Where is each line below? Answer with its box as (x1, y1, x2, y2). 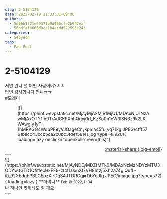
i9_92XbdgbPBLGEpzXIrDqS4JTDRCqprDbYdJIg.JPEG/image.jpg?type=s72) (5, 172, 162, 179)
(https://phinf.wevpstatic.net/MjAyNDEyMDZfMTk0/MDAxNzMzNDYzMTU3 (5, 162, 160, 168)
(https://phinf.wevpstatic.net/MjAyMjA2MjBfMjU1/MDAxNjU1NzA (17, 110, 150, 116)
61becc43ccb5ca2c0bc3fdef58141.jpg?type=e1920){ (17, 131, 127, 137)
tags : (5, 40, 16, 45)
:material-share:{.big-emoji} (105, 146, 162, 152)
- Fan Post (9, 44, 32, 49)
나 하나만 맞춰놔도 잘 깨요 (5, 185, 55, 191)
